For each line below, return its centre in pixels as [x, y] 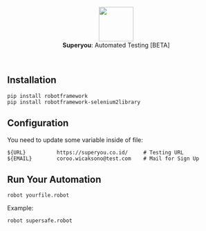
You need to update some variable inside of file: [75, 140]
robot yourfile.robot [38, 195]
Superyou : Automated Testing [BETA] [116, 45]
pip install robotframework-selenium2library [74, 102]
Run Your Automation [54, 180]
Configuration [38, 123]
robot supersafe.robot [40, 221]
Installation [32, 80]
